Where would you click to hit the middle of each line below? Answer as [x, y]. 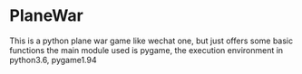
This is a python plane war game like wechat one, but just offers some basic [151, 41]
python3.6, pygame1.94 [53, 60]
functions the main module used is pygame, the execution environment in [146, 50]
